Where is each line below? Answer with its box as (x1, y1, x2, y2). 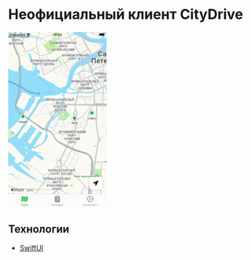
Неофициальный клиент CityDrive (8, 5, 244, 24)
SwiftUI (19, 243, 44, 252)
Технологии (8, 222, 69, 236)
